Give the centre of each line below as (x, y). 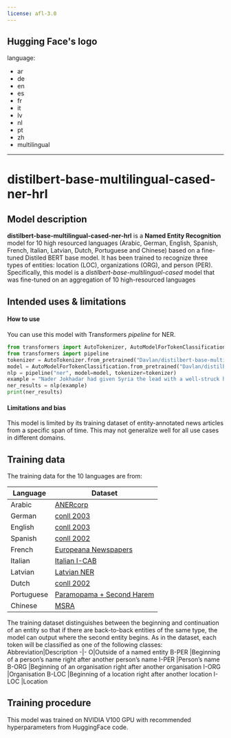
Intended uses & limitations (67, 301)
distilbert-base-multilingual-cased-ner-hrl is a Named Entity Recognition (114, 236)
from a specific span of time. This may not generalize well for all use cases (113, 430)
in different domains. (36, 438)
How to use (23, 319)
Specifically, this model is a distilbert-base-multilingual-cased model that (111, 273)
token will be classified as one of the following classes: (85, 645)
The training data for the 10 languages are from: (75, 476)
